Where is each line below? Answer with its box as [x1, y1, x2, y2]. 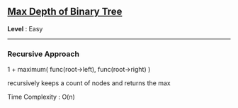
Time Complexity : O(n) [7, 92, 76, 102]
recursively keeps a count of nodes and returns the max [7, 79, 171, 87]
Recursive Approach [7, 49, 80, 59]
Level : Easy [7, 24, 43, 33]
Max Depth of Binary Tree [7, 6, 123, 18]
